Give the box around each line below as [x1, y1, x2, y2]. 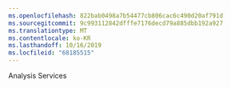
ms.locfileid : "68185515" [8, 49, 94, 57]
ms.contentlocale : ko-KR [8, 34, 91, 42]
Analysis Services [8, 71, 67, 80]
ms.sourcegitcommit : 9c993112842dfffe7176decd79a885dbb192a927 [8, 19, 224, 27]
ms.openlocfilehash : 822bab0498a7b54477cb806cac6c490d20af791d [8, 11, 224, 20]
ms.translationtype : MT [8, 26, 88, 34]
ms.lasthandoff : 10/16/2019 [8, 42, 102, 50]
